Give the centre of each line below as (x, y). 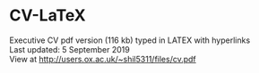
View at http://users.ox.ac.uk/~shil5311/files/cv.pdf (103, 59)
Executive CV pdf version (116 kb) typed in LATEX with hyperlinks (130, 40)
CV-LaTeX (48, 16)
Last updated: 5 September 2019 (69, 49)
